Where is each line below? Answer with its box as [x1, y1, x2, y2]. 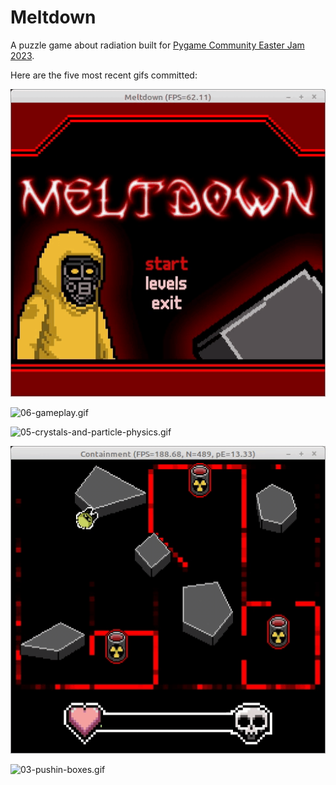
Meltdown [10, 6, 97, 29]
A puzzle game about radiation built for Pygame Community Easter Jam [10, 39, 305, 51]
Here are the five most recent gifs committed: [10, 69, 198, 81]
